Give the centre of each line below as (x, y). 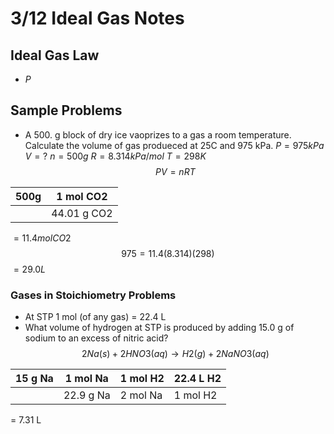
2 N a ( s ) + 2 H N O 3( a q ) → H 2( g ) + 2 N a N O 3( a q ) (175, 354)
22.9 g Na (87, 395)
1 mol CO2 (82, 196)
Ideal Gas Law (55, 55)
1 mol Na (86, 379)
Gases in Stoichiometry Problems (93, 295)
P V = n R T (175, 171)
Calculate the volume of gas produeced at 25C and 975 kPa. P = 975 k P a (174, 145)
